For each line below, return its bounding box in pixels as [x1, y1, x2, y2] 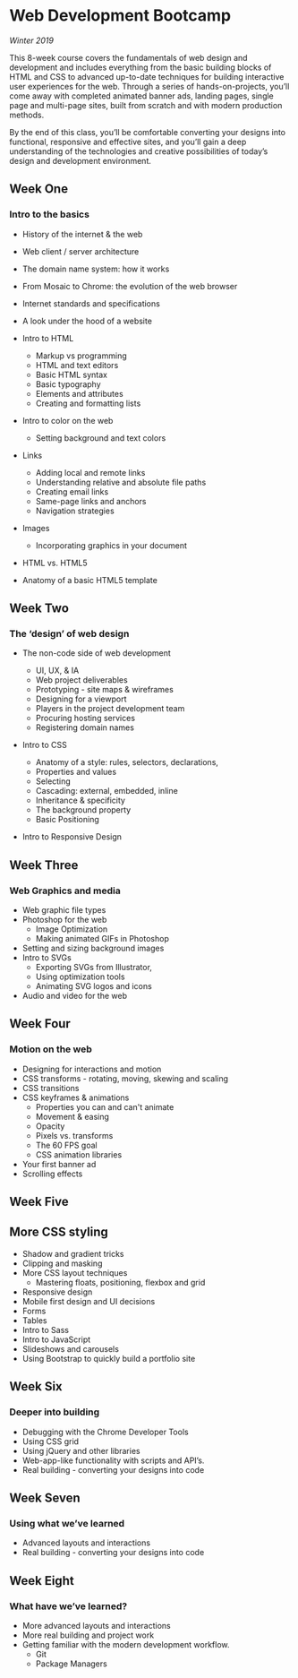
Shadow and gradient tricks [21, 1248, 124, 1259]
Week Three [9, 857, 79, 873]
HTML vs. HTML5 [21, 557, 88, 568]
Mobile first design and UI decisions [21, 1295, 156, 1306]
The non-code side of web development [21, 648, 172, 658]
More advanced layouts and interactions [21, 1620, 172, 1631]
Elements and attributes [35, 388, 123, 399]
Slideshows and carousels [21, 1343, 119, 1354]
